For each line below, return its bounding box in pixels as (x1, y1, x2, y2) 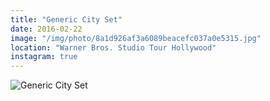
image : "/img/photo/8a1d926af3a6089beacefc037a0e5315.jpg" (10, 33, 262, 43)
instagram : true (10, 52, 78, 62)
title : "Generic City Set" (10, 14, 123, 25)
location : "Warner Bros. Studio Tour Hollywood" (10, 42, 217, 53)
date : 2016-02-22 (10, 24, 83, 34)
